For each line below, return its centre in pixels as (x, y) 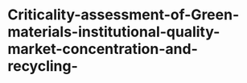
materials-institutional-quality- (114, 32)
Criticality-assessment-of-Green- (123, 15)
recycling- (43, 66)
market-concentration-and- (103, 49)
